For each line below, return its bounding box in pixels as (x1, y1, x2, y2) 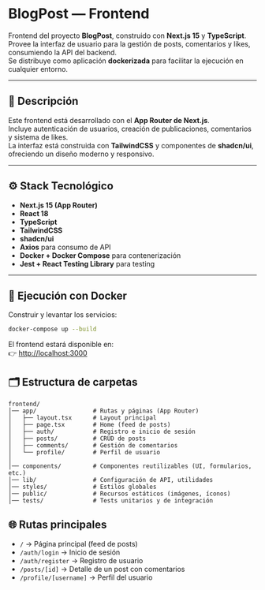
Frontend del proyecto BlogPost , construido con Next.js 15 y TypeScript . (8, 31, 247, 40)
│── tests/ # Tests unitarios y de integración (8, 497, 214, 505)
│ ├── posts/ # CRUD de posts (8, 435, 147, 442)
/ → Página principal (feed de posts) (19, 539, 138, 548)
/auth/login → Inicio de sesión (19, 547, 121, 557)
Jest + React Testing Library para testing (19, 259, 155, 268)
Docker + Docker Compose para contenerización (19, 250, 181, 260)
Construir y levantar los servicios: (8, 310, 118, 319)
